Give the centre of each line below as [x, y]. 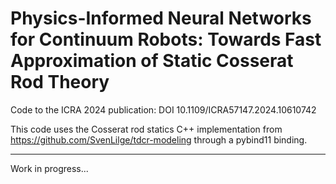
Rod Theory [60, 82]
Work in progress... [49, 168]
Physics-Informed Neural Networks [161, 18]
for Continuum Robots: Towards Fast [166, 39]
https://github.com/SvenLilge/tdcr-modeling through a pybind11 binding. [159, 139]
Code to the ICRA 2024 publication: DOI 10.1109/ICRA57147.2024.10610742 [163, 109]
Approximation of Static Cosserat [152, 61]
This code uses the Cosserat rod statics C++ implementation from [146, 129]
